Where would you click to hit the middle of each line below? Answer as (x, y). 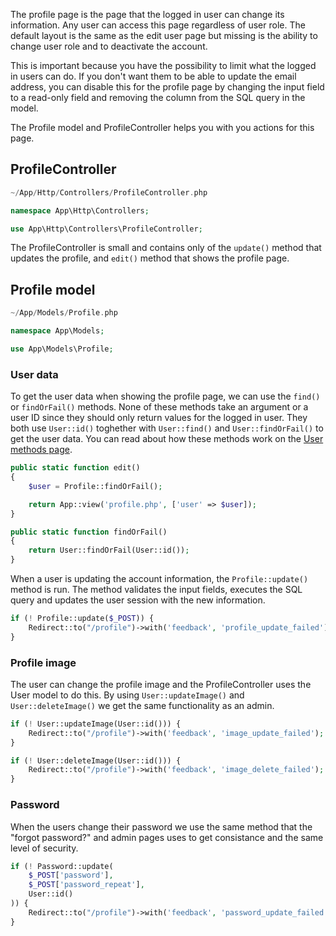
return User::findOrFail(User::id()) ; (109, 550)
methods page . (41, 450)
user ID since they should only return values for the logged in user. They (159, 418)
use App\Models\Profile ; (62, 349)
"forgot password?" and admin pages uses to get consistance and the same (167, 837)
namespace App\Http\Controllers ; (80, 210)
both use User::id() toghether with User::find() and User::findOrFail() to (167, 428)
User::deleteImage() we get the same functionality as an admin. (142, 705)
